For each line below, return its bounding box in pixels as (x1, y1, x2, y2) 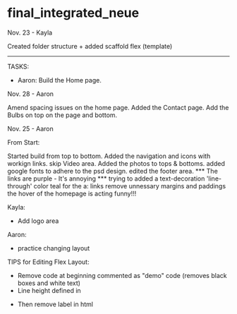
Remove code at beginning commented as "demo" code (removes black (17, 271, 227, 279)
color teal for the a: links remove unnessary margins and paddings (33, 181, 226, 190)
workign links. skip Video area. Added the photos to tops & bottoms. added (7, 159, 226, 167)
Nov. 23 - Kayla (7, 28, 53, 37)
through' (7, 181, 32, 190)
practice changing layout (17, 243, 90, 252)
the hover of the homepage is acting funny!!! (7, 189, 137, 198)
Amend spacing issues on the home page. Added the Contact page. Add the (7, 103, 229, 111)
